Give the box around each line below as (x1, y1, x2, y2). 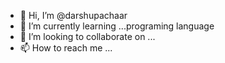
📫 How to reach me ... (19, 42, 113, 54)
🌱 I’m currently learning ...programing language (19, 20, 215, 32)
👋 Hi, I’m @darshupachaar (19, 10, 128, 21)
